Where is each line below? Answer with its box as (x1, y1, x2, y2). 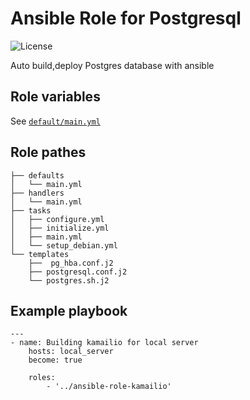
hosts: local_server (28, 347, 114, 357)
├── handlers (10, 188, 65, 198)
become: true (28, 355, 83, 366)
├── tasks (10, 205, 52, 216)
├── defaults (10, 170, 65, 181)
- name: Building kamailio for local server (10, 338, 199, 348)
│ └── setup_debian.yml (10, 240, 118, 251)
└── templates (10, 249, 70, 259)
